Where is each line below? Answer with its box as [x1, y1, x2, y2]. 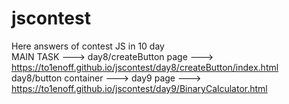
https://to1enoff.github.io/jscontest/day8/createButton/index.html [11, 61, 279, 73]
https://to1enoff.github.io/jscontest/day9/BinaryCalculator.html [11, 82, 268, 94]
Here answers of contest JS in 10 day [11, 40, 165, 52]
